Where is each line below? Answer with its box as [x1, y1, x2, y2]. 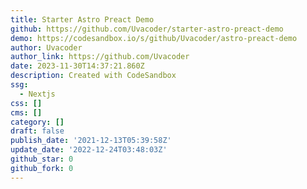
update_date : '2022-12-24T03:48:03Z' [10, 145, 168, 155]
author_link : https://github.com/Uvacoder [10, 52, 190, 62]
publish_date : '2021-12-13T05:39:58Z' [10, 136, 172, 146]
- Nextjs [19, 89, 56, 99]
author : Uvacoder [10, 42, 83, 53]
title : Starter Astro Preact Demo [10, 14, 155, 25]
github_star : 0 [10, 154, 74, 164]
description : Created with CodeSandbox [10, 71, 177, 81]
